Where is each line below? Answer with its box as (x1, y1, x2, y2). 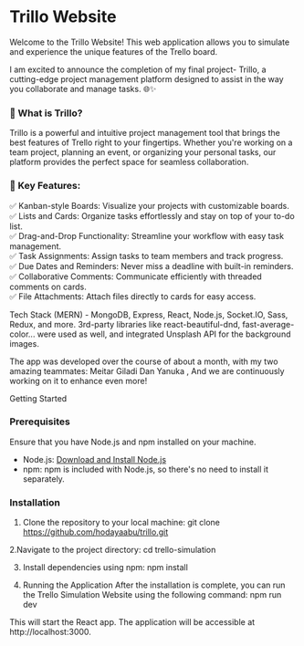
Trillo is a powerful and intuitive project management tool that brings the (9, 128, 280, 139)
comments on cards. (9, 281, 87, 292)
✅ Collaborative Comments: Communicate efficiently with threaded (9, 271, 262, 282)
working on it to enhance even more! (9, 375, 148, 386)
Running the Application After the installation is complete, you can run (22, 579, 286, 590)
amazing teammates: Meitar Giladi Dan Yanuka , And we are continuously (9, 365, 285, 376)
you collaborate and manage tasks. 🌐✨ (9, 83, 157, 94)
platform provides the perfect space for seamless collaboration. (9, 157, 249, 168)
